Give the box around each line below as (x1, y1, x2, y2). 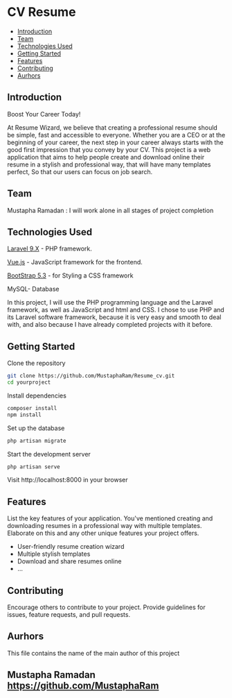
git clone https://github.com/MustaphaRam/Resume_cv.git (7, 373, 175, 380)
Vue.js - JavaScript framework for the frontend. (7, 258, 143, 266)
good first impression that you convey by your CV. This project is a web (7, 145, 211, 153)
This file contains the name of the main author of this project (7, 649, 180, 657)
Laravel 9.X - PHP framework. (7, 244, 92, 253)
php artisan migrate (7, 437, 67, 444)
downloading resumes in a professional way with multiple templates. (7, 522, 202, 530)
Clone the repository (7, 359, 66, 368)
